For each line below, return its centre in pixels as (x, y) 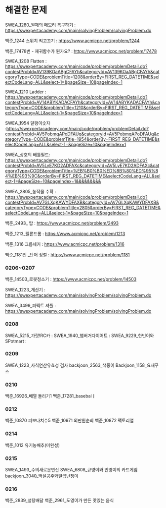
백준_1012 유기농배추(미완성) (33, 445)
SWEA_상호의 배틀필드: (28, 155)
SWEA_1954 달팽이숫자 (28, 123)
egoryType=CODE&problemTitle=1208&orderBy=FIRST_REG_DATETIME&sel (82, 77)
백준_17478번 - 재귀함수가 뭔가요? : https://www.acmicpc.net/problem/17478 (81, 51)
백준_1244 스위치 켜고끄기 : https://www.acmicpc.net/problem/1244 (72, 41)
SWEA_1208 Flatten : (26, 61)
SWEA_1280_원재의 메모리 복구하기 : (40, 25)
